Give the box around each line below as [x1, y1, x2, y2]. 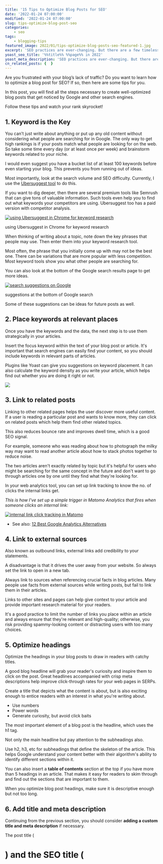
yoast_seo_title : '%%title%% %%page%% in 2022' [5, 52, 103, 57]
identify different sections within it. [5, 757, 74, 763]
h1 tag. [5, 728, 18, 733]
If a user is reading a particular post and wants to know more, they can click [5, 414, 157, 420]
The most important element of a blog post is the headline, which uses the [5, 722, 154, 728]
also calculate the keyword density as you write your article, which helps [5, 367, 150, 373]
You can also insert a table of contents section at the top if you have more [5, 766, 154, 772]
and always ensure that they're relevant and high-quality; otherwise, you [5, 616, 150, 622]
